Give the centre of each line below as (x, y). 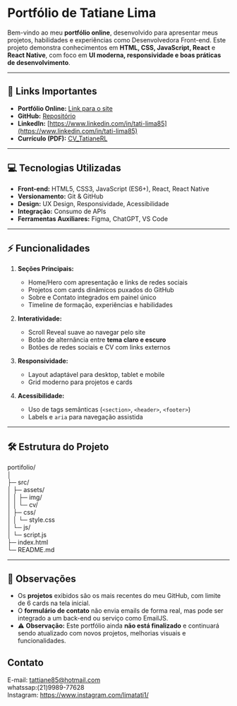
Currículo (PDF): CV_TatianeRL (62, 138)
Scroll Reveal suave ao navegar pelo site (87, 333)
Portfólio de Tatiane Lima (82, 13)
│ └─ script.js (27, 535)
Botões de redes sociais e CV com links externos (99, 347)
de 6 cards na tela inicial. (54, 603)
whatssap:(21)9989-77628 (46, 687)
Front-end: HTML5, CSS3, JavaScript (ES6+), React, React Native (113, 189)
